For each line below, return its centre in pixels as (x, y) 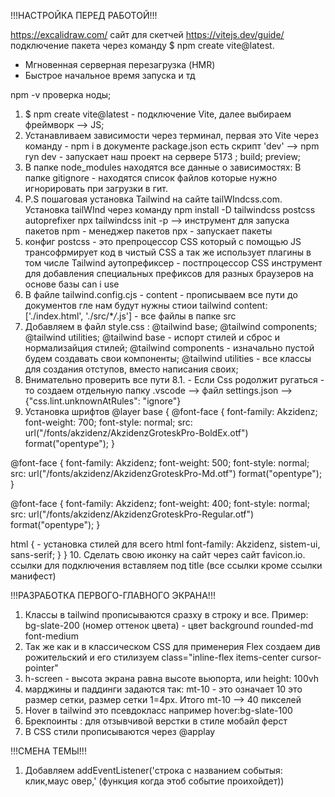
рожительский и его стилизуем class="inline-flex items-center (157, 657)
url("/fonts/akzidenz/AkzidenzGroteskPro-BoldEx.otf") (136, 433)
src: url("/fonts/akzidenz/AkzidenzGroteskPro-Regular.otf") (132, 514)
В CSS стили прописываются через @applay (120, 731)
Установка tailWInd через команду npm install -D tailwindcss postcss (170, 209)
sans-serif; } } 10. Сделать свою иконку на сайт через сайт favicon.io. (158, 554)
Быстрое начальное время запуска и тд (110, 75)
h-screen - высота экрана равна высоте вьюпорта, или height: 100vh (171, 678)
